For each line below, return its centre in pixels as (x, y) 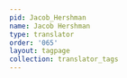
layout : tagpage (40, 51)
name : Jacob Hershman (50, 26)
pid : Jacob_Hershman (48, 17)
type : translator (42, 34)
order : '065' (34, 43)
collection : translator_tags (64, 59)
